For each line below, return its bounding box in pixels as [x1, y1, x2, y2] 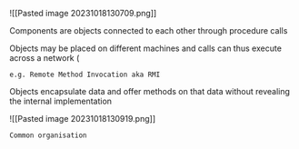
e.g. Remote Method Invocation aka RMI [9, 70, 161, 79]
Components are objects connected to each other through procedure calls [9, 25, 288, 35]
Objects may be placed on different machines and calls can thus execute [9, 43, 282, 54]
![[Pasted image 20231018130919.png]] [9, 114, 156, 124]
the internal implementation [9, 95, 112, 106]
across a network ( [9, 53, 80, 63]
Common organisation [9, 131, 88, 140]
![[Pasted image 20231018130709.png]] [9, 8, 157, 18]
